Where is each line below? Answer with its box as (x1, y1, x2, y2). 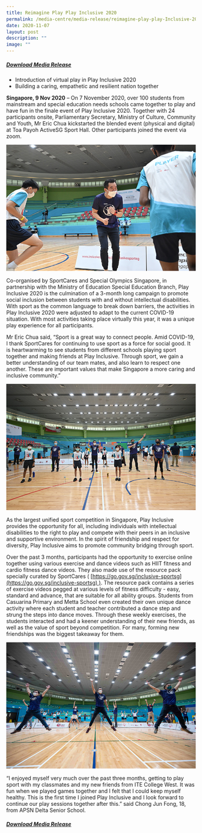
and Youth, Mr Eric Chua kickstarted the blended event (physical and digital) (6, 119, 195, 127)
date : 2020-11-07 (6, 22, 50, 28)
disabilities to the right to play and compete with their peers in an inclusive (6, 529, 191, 536)
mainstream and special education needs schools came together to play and (6, 100, 195, 108)
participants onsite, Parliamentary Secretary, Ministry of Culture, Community (6, 113, 196, 121)
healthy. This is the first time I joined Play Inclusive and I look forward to (6, 794, 184, 801)
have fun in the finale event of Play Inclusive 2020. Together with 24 (6, 107, 176, 114)
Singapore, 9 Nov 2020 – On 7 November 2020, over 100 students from (6, 94, 185, 101)
